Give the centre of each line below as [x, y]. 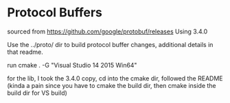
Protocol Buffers [55, 13]
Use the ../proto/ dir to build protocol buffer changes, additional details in [110, 44]
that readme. [25, 52]
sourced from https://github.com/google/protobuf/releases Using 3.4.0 [107, 31]
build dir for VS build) [37, 93]
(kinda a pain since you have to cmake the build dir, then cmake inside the [112, 85]
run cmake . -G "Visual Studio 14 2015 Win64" [72, 65]
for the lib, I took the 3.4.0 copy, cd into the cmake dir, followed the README [115, 78]
